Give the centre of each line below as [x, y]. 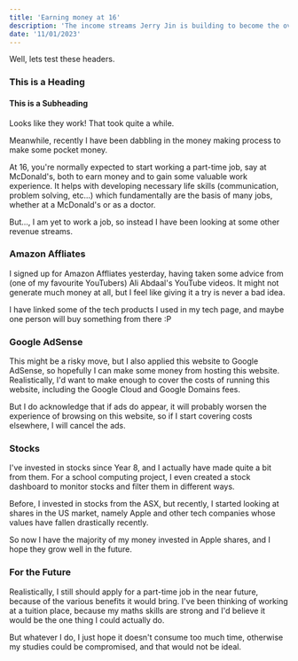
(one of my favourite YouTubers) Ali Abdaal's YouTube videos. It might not [144, 283]
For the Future [40, 572]
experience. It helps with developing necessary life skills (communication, [144, 185]
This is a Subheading [49, 103]
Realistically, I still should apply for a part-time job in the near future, [134, 592]
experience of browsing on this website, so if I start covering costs [131, 416]
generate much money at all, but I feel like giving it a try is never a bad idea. [147, 292]
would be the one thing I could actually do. [87, 620]
